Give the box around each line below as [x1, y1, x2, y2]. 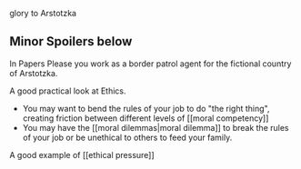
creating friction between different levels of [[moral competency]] [22, 113, 269, 124]
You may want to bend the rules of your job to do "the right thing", [22, 103, 270, 114]
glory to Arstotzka [9, 8, 77, 18]
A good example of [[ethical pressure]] [9, 149, 155, 160]
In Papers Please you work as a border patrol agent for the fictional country [9, 58, 292, 69]
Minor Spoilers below [9, 34, 133, 49]
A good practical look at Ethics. [9, 85, 126, 96]
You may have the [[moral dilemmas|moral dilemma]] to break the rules [22, 122, 289, 133]
